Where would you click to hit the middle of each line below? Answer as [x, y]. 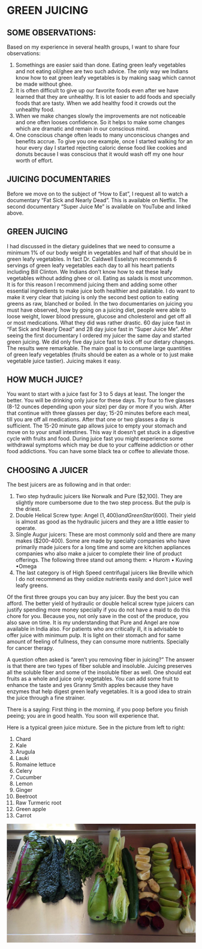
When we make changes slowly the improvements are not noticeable [100, 116]
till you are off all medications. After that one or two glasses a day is [91, 420]
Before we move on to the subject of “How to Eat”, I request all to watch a [97, 194]
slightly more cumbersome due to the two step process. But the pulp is [103, 503]
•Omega [26, 567]
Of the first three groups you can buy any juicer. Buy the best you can [93, 597]
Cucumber [28, 778]
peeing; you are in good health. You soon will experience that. [83, 716]
